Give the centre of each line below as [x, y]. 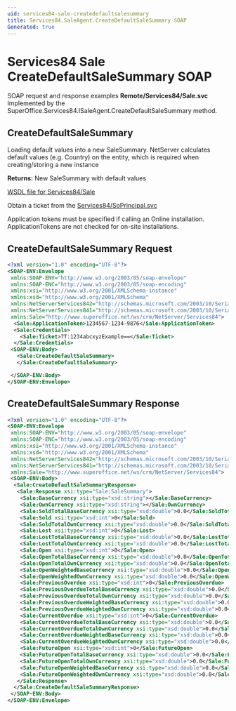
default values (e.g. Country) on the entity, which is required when [103, 157]
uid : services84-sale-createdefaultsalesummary [78, 14]
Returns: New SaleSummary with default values [77, 178]
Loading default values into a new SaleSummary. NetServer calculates [109, 150]
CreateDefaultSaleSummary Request [90, 249]
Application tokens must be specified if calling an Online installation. [106, 219]
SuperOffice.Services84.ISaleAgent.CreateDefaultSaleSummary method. [112, 111]
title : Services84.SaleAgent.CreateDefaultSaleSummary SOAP [97, 20]
